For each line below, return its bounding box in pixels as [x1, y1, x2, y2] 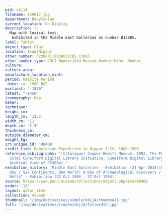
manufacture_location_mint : [5, 72, 64, 77]
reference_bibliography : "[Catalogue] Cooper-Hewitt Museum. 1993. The [5, 151, 157, 156]
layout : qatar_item [5, 188, 46, 193]
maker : [5, 100, 19, 105]
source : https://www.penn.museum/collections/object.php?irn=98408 [5, 179, 148, 184]
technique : [5, 105, 28, 110]
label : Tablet [5, 40, 35, 45]
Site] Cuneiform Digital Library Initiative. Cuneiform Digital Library [9, 156, 164, 161]
